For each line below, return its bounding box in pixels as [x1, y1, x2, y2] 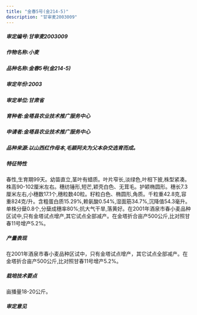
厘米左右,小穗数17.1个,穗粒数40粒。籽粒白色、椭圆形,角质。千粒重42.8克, [6, 191, 182, 198]
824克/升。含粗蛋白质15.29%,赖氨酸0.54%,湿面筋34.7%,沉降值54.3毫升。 [11, 198, 191, 205]
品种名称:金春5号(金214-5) [6, 65, 71, 72]
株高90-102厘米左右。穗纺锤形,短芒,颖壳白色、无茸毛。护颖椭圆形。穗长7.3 [6, 183, 188, 191]
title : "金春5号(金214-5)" [6, 8, 69, 15]
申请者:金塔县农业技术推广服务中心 [6, 128, 91, 136]
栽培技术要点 [6, 272, 37, 279]
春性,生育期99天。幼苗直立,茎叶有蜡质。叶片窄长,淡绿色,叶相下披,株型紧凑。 [6, 176, 190, 183]
